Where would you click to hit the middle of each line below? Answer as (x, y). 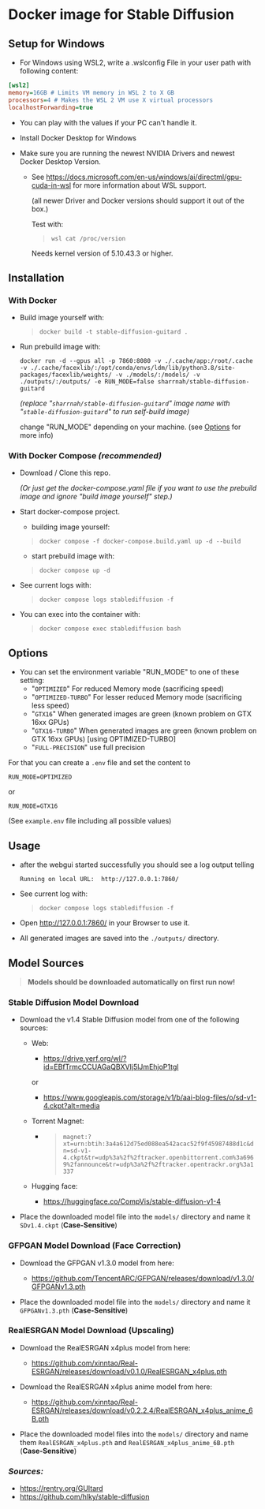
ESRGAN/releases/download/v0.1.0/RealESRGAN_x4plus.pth (129, 1371)
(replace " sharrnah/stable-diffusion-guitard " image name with (125, 403)
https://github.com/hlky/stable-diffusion (84, 1497)
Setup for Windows (56, 44)
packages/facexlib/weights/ (65, 375)
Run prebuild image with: (60, 347)
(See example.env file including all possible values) (90, 821)
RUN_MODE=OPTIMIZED (40, 777)
